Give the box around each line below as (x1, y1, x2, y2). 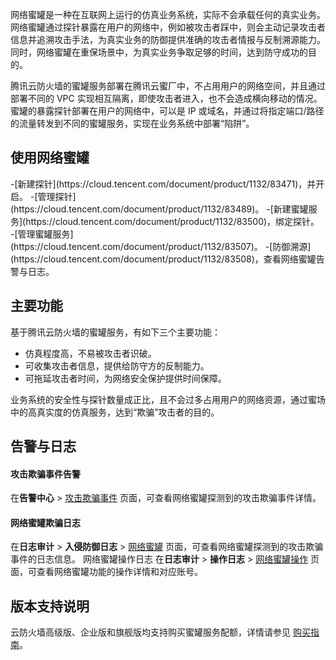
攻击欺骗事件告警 (10, 468, 81, 480)
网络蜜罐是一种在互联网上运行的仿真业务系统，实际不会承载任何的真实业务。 (10, 9, 326, 20)
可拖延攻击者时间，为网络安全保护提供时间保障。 (24, 372, 227, 384)
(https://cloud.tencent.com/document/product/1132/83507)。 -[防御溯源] (10, 240, 312, 252)
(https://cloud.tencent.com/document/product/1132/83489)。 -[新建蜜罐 (10, 203, 309, 215)
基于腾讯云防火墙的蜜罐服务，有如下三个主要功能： (10, 326, 221, 338)
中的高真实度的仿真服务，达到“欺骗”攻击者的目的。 (10, 406, 220, 418)
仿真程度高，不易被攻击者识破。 (24, 347, 157, 359)
